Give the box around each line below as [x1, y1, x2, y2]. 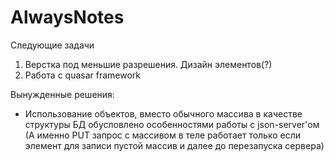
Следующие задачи [10, 39, 95, 51]
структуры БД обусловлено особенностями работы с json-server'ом [24, 118, 320, 130]
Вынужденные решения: [10, 88, 115, 100]
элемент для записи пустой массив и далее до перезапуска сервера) [24, 139, 325, 151]
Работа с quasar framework [24, 69, 141, 81]
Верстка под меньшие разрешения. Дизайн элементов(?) [24, 58, 273, 70]
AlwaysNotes [10, 6, 125, 29]
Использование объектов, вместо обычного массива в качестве [24, 107, 303, 120]
